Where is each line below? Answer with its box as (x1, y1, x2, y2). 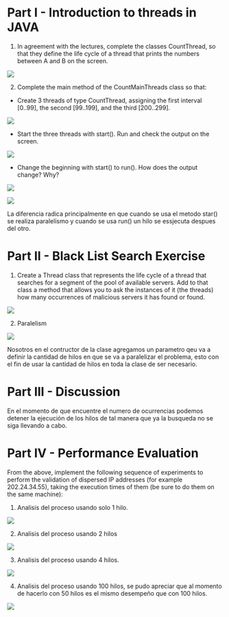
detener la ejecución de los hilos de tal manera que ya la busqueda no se (7, 414, 214, 422)
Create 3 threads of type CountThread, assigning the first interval (16, 96, 202, 104)
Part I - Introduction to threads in (7, 5, 197, 21)
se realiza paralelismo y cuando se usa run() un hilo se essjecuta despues (7, 216, 216, 225)
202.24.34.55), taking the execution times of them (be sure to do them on (7, 482, 215, 491)
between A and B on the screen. (16, 56, 108, 65)
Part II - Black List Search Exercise (7, 249, 206, 264)
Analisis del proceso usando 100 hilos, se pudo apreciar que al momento (16, 582, 222, 590)
